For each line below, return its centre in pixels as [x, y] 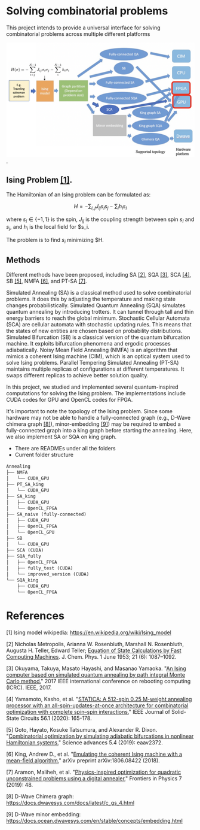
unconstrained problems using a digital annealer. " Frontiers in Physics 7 [94, 778]
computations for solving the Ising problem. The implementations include [96, 393]
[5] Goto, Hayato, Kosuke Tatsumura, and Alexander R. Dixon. [82, 729]
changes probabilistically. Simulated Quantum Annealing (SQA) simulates [96, 305]
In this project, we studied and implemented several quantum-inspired [92, 387]
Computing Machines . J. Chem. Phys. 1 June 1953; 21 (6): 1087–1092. [91, 656]
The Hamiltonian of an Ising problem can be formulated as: [79, 194]
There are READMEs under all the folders [65, 448]
